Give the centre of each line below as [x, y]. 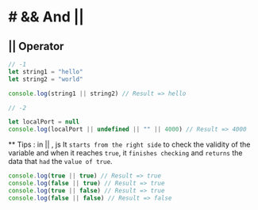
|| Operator [36, 46]
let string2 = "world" [46, 79]
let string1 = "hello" [46, 71]
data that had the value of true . [60, 162]
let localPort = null [44, 122]
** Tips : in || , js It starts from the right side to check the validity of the [129, 145]
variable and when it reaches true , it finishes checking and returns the [125, 153]
